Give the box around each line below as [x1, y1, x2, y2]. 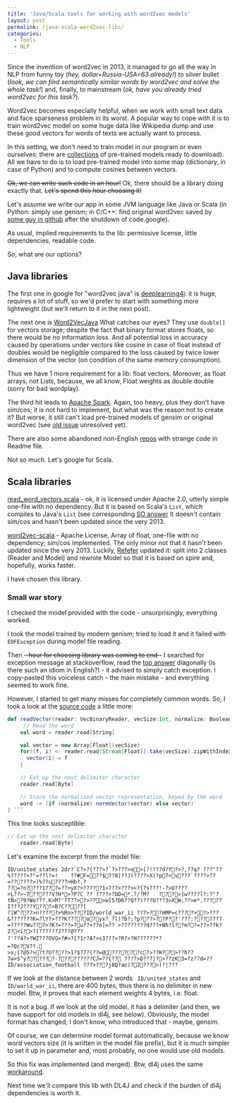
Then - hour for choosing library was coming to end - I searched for [7, 650, 205, 659]
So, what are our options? [7, 250, 83, 258]
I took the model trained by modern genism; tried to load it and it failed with [7, 629, 226, 638]
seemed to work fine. [7, 680, 69, 689]
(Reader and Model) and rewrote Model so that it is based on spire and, [7, 553, 215, 562]
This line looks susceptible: [7, 819, 87, 828]
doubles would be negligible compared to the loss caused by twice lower [7, 348, 220, 356]
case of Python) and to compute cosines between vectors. [7, 165, 178, 173]
